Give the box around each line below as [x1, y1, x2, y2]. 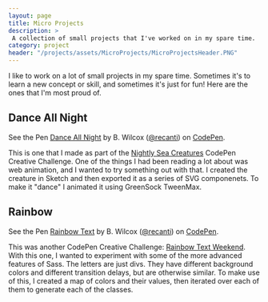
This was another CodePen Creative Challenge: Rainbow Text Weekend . [8, 242, 246, 252]
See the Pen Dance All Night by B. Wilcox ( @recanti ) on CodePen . [8, 132, 226, 142]
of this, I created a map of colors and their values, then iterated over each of [8, 276, 260, 285]
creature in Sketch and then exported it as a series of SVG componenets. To [8, 173, 259, 183]
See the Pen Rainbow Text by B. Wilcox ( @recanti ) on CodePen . [8, 226, 219, 236]
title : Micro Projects [8, 19, 84, 27]
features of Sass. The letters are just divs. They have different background [8, 259, 254, 268]
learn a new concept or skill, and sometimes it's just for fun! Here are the [8, 79, 248, 89]
